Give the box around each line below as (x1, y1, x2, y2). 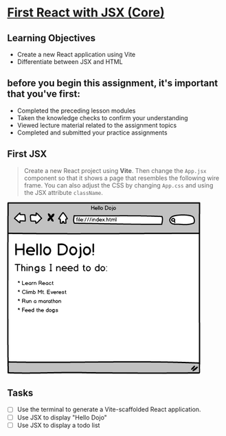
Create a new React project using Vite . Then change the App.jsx (23, 166, 207, 174)
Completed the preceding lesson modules (16, 106, 136, 115)
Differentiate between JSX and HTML (16, 58, 123, 66)
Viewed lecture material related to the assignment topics (16, 121, 177, 129)
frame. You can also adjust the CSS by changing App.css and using (23, 181, 214, 190)
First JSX (7, 148, 47, 160)
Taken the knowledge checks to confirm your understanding (16, 113, 188, 122)
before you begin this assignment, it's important (7, 78, 218, 89)
